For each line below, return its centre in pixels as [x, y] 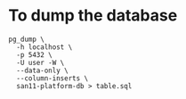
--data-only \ [42, 70]
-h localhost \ [44, 47]
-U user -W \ [40, 62]
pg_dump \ [27, 39]
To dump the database [93, 16]
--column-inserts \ [53, 78]
